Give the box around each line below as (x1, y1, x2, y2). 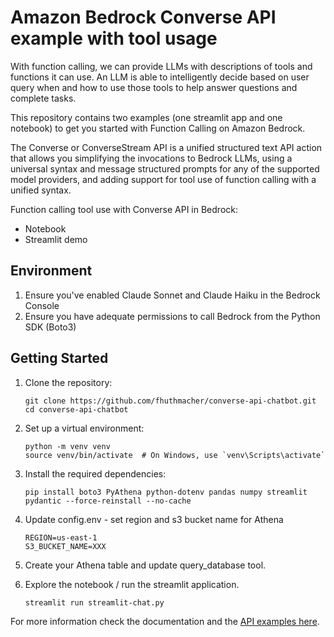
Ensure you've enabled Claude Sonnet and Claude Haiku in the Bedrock (24, 289, 321, 301)
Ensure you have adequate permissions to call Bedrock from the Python (24, 310, 321, 322)
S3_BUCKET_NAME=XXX (24, 541, 107, 551)
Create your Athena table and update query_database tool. (24, 559, 267, 571)
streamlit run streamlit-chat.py (24, 597, 165, 608)
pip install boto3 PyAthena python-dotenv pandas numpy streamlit (24, 487, 308, 497)
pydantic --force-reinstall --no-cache (24, 496, 192, 506)
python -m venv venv (24, 441, 111, 451)
